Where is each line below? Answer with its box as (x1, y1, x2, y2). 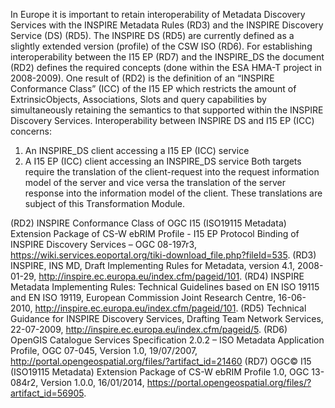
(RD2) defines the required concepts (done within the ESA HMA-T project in (10, 62, 323, 73)
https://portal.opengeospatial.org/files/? (146, 377, 312, 388)
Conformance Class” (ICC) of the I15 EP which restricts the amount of (10, 83, 297, 94)
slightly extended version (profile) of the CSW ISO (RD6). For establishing (10, 40, 313, 52)
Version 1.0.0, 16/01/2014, (40, 377, 145, 388)
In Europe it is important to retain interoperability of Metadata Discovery (10, 9, 306, 20)
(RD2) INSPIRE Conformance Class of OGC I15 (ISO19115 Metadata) (10, 217, 287, 229)
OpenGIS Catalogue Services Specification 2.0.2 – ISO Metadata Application (10, 334, 325, 346)
